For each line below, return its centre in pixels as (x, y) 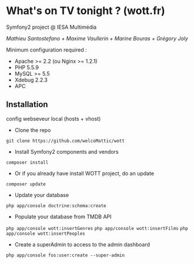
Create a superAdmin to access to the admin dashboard (82, 244)
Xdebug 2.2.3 (31, 80)
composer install (27, 163)
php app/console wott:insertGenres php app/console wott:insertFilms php (97, 228)
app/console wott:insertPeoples (46, 233)
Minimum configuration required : (46, 50)
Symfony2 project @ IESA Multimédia (51, 27)
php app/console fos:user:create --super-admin (66, 255)
